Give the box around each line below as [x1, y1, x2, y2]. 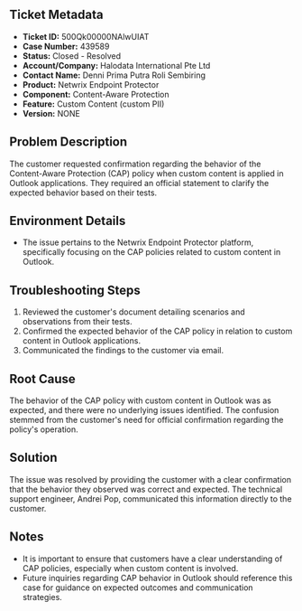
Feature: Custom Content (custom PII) [22, 99, 165, 109]
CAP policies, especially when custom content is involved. [22, 562, 239, 573]
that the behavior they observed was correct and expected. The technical [9, 484, 283, 494]
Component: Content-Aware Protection [22, 89, 169, 99]
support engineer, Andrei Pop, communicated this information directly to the [9, 493, 292, 504]
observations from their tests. [22, 316, 133, 327]
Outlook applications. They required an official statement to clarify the [9, 177, 270, 188]
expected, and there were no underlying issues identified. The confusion [9, 405, 279, 416]
